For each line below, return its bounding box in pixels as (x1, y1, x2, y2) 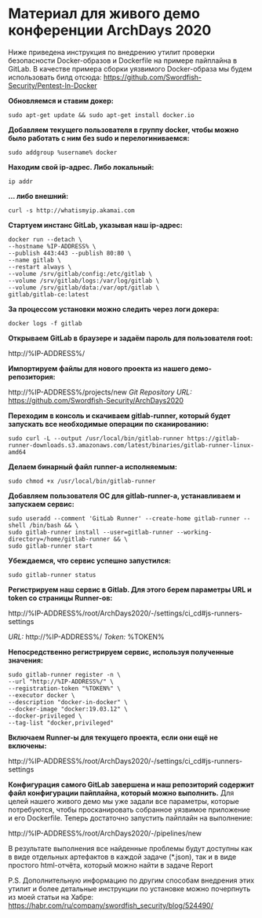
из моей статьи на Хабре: (8, 892, 94, 901)
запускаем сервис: (8, 499, 75, 509)
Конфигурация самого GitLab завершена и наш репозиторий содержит (8, 780, 255, 789)
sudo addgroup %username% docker (8, 149, 118, 156)
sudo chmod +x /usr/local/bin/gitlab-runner (8, 477, 156, 485)
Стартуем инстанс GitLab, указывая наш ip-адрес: (8, 220, 183, 229)
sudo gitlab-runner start (8, 542, 93, 550)
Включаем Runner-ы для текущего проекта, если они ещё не (8, 733, 218, 742)
